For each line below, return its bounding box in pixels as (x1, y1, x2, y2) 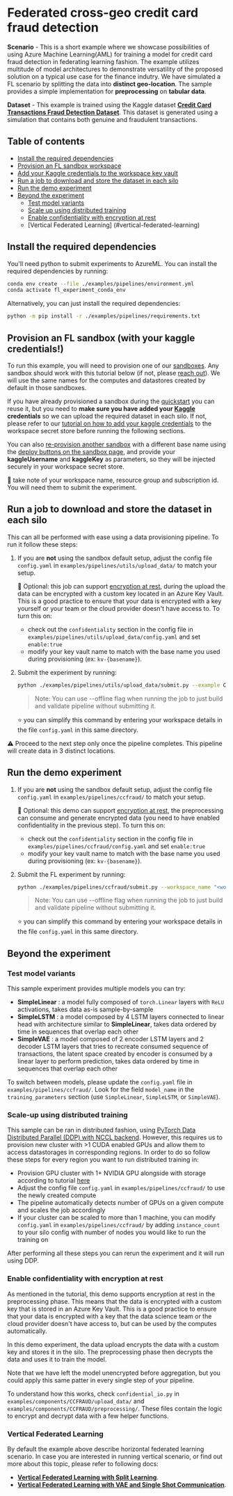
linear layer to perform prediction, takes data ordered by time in (17, 1057, 200, 1066)
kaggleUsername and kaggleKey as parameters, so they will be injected (7, 455, 216, 463)
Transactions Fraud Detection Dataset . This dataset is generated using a (7, 108, 218, 116)
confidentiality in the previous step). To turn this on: (17, 820, 166, 829)
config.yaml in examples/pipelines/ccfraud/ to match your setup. (17, 793, 206, 801)
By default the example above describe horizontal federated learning (7, 1444, 204, 1453)
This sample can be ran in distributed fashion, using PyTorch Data (7, 1126, 196, 1135)
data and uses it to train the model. (7, 1355, 107, 1363)
